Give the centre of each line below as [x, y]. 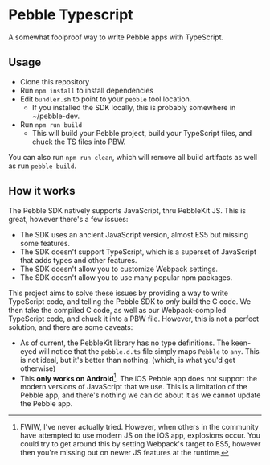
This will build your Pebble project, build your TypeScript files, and [142, 133]
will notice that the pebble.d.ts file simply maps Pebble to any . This [149, 351]
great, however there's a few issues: [68, 219]
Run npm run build [51, 124]
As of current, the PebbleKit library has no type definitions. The [125, 343]
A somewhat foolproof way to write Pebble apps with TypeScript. [116, 37]
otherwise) [38, 368]
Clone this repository [55, 81]
